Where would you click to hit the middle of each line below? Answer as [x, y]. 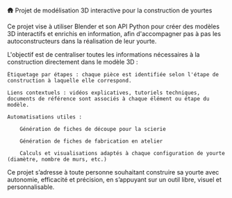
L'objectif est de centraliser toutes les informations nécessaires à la [103, 54]
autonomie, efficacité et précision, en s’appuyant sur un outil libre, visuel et [115, 180]
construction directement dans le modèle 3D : [73, 62]
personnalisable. [31, 187]
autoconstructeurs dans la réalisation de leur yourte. [82, 41]
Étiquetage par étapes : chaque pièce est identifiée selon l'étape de [113, 75]
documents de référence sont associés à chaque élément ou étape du [108, 99]
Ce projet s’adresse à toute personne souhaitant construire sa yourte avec [113, 172]
